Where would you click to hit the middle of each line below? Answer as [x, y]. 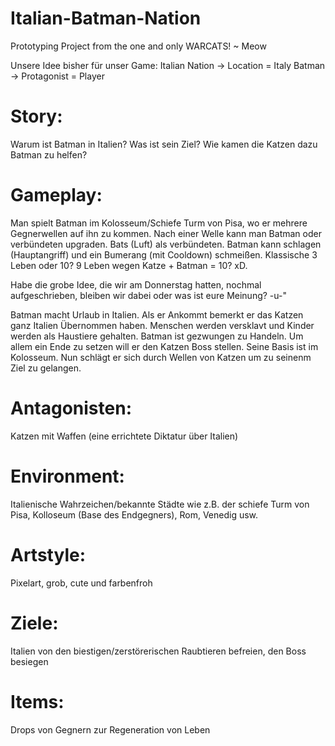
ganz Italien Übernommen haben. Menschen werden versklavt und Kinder [162, 325]
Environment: [67, 476]
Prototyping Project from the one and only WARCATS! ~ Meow [138, 46]
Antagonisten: [71, 408]
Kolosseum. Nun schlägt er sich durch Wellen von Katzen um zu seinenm [161, 357]
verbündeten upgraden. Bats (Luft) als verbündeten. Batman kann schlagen [166, 244]
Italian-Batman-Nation [106, 18]
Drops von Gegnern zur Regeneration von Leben [110, 729]
